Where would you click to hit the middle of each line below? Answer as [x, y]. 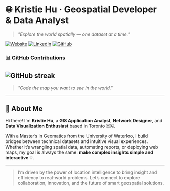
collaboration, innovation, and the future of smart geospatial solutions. [91, 183]
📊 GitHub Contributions [35, 58]
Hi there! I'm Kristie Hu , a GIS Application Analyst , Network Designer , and [84, 121]
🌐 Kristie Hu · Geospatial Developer [81, 9]
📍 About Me [24, 109]
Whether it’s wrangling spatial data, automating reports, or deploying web [82, 147]
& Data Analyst [37, 20]
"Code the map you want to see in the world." [65, 88]
